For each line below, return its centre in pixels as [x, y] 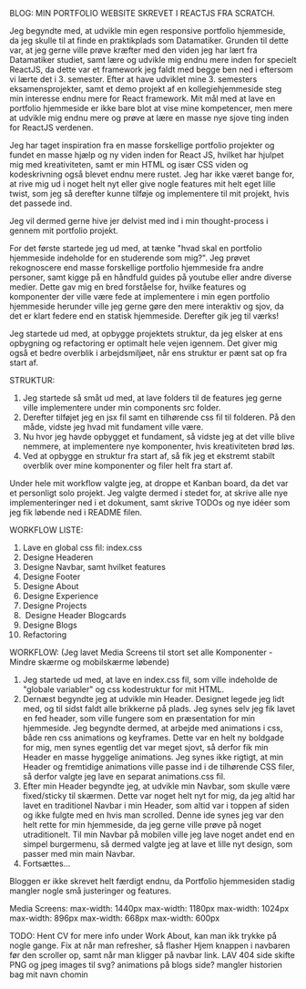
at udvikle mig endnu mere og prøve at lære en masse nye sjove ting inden [149, 118]
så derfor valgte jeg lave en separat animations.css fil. [124, 776]
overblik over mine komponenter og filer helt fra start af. [128, 465]
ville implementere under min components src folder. [122, 408]
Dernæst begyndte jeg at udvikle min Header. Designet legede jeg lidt [153, 699]
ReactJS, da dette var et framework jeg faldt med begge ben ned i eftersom [151, 69]
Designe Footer [51, 576]
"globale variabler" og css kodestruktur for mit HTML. [123, 689]
